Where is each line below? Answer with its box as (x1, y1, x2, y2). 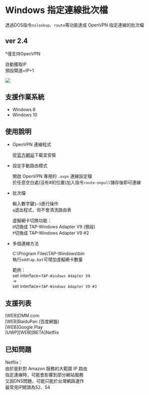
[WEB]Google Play (5, 324, 43, 330)
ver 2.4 (5, 37, 28, 45)
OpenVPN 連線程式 (12, 142, 51, 148)
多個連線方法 (12, 240, 39, 247)
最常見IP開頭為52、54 (5, 385, 51, 390)
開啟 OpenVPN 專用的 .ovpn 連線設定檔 (12, 173, 92, 180)
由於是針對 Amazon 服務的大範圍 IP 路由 (5, 366, 88, 372)
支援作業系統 (5, 93, 45, 101)
